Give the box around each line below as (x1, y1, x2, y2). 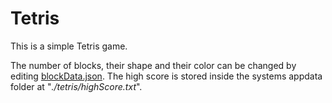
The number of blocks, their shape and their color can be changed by (10, 59, 297, 71)
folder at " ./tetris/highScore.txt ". (10, 80, 143, 92)
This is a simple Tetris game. (10, 40, 128, 52)
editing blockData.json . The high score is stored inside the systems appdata (10, 70, 323, 82)
